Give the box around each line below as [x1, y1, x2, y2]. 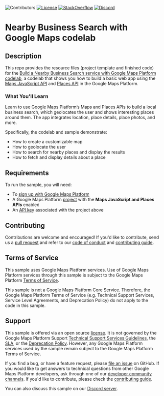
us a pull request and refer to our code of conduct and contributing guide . [5, 239, 154, 245]
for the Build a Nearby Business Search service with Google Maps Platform [5, 70, 157, 76]
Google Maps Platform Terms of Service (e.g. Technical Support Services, [5, 292, 155, 298]
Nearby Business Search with [5, 22, 128, 33]
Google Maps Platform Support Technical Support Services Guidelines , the [5, 335, 156, 341]
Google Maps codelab [5, 32, 96, 44]
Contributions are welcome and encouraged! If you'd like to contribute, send [5, 234, 159, 240]
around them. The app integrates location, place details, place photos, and [5, 115, 155, 121]
